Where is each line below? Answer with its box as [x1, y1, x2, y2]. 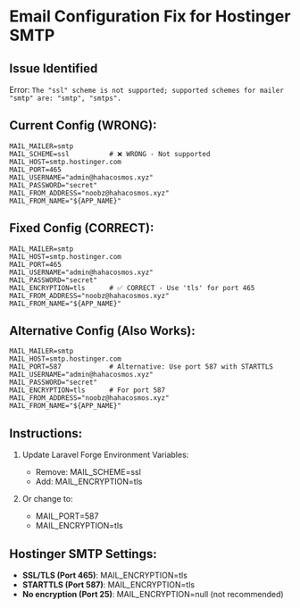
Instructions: [9, 426, 83, 441]
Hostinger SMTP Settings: [9, 546, 158, 562]
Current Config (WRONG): [9, 118, 157, 133]
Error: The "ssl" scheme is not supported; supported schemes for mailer [9, 85, 284, 95]
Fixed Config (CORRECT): [9, 221, 154, 236]
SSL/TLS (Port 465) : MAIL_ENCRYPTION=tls [21, 570, 187, 581]
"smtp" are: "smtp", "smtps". [9, 94, 122, 103]
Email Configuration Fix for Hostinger [9, 6, 291, 27]
